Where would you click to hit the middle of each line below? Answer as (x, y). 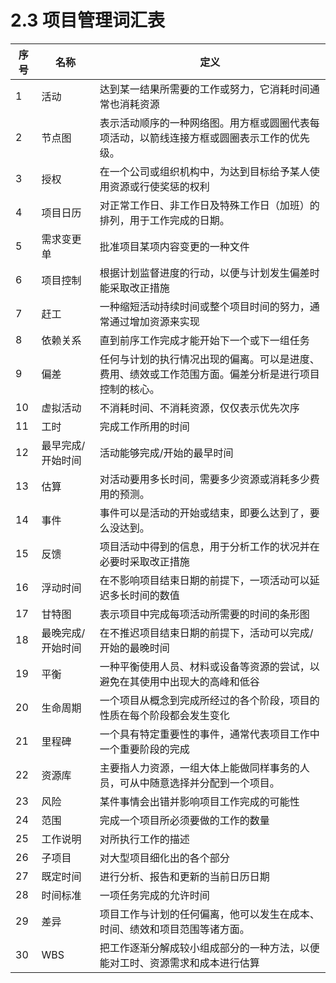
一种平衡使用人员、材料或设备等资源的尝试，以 (209, 666)
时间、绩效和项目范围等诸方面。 (174, 929)
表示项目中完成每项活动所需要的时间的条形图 (204, 614)
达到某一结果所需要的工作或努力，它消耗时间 (204, 89)
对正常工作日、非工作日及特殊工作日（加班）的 (209, 205)
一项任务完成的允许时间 (154, 895)
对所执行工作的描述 (144, 839)
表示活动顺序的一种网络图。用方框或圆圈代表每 (209, 123)
